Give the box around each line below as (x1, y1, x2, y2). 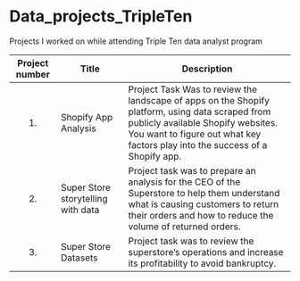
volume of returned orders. (128, 220, 241, 233)
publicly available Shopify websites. (128, 116, 279, 128)
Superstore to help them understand (128, 186, 280, 199)
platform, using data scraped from (128, 105, 271, 118)
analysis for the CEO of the (128, 176, 241, 188)
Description (181, 62, 233, 75)
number (15, 68, 51, 80)
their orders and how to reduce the (128, 209, 274, 221)
